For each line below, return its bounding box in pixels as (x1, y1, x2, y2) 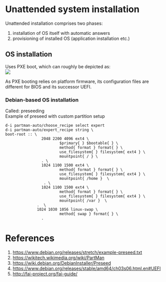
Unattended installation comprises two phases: (5, 20, 103, 26)
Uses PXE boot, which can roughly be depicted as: (5, 63, 111, 69)
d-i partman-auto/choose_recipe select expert (5, 123, 105, 128)
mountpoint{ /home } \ (59, 176, 109, 181)
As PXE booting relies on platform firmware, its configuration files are (5, 78, 149, 84)
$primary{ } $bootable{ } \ (59, 140, 119, 146)
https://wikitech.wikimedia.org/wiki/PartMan (12, 254, 105, 261)
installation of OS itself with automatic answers (12, 30, 110, 36)
